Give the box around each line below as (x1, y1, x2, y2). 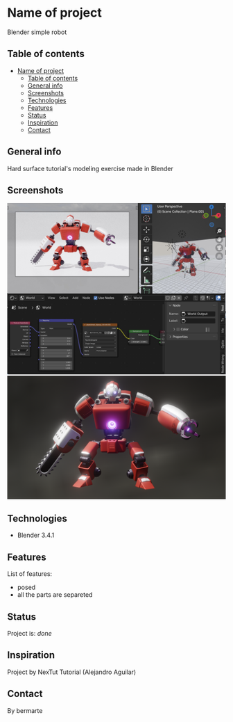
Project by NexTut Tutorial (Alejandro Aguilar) (7, 668, 137, 676)
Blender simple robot (7, 28, 67, 36)
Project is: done (7, 629, 52, 638)
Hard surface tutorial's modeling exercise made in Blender (7, 164, 173, 173)
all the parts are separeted (17, 591, 93, 599)
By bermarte (7, 706, 43, 714)
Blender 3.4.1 (17, 531, 55, 540)
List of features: (7, 570, 53, 578)
